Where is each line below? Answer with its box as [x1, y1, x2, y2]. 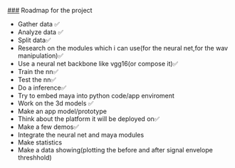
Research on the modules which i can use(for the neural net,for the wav [17, 44, 229, 52]
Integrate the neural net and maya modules [17, 131, 145, 139]
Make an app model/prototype [17, 107, 107, 115]
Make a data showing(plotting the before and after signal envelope [17, 146, 214, 154]
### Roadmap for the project [7, 6, 93, 14]
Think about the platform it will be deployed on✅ [17, 115, 160, 123]
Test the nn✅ [17, 75, 57, 84]
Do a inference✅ [17, 83, 67, 92]
